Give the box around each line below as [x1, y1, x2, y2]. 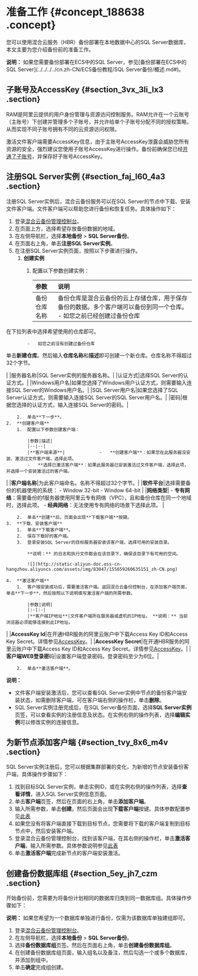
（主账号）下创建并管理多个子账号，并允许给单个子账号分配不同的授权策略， [6, 118, 192, 125]
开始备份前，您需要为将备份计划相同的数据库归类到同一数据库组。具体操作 [6, 895, 187, 902]
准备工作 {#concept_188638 [6, 5, 145, 19]
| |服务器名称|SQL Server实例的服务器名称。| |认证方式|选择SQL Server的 [6, 372, 184, 379]
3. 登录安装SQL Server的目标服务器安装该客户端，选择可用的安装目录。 [16, 539, 172, 545]
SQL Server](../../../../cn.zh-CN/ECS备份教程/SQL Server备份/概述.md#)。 [6, 65, 184, 73]
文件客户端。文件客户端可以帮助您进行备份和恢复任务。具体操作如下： [6, 205, 177, 212]
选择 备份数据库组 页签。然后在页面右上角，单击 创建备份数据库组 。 [14, 942, 175, 949]
